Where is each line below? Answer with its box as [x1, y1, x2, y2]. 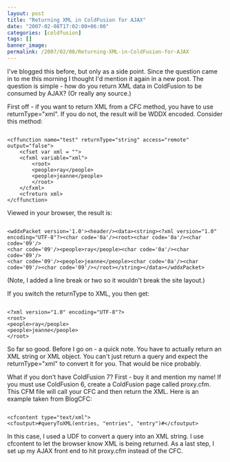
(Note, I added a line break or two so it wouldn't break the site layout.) [7, 276, 205, 284]
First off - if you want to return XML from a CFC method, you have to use [7, 102, 213, 111]
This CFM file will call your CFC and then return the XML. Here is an [7, 387, 199, 395]
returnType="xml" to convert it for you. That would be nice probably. [7, 359, 202, 368]
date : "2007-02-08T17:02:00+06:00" [7, 23, 109, 30]
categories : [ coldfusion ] [7, 29, 81, 36]
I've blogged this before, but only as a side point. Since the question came [7, 67, 218, 76]
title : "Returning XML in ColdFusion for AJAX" [7, 16, 147, 23]
